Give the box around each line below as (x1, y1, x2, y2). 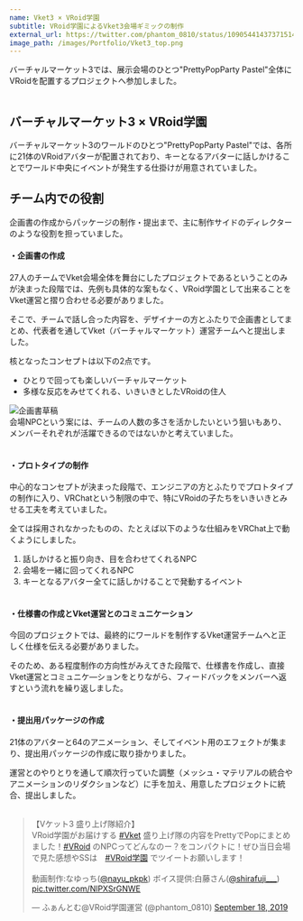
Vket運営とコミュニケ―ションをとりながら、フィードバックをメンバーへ (9, 671, 280, 682)
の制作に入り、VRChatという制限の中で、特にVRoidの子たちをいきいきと (9, 493, 280, 503)
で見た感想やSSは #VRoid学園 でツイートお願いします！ (31, 852, 245, 862)
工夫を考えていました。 (24, 504, 113, 515)
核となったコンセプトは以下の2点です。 (9, 355, 156, 366)
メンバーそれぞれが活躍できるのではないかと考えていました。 (9, 428, 239, 438)
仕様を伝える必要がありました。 (24, 641, 144, 652)
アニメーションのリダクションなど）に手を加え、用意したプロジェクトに (9, 778, 278, 789)
